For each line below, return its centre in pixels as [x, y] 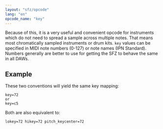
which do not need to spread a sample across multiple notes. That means [79, 38]
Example [19, 74]
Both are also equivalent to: [33, 113]
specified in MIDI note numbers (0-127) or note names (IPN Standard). [76, 48]
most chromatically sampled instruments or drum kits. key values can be [78, 43]
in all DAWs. [17, 59]
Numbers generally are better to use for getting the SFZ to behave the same [81, 53]
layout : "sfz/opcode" [27, 10]
